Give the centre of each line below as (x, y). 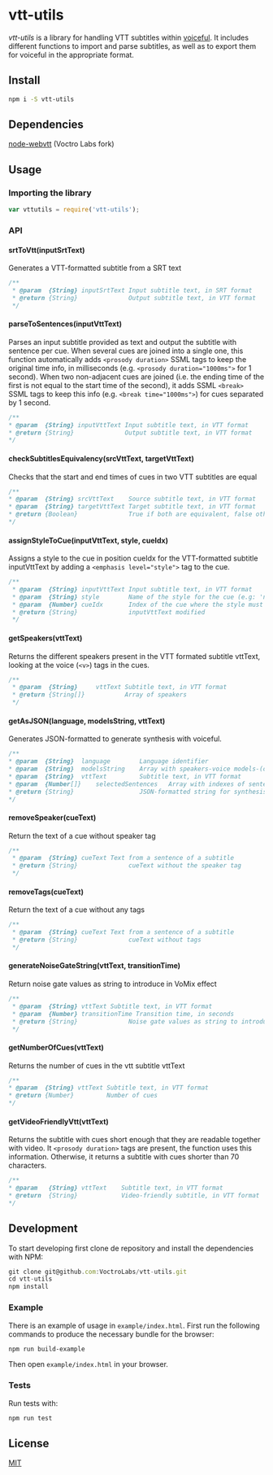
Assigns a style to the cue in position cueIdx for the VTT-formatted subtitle (133, 558)
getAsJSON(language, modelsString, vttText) (87, 721)
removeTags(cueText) (46, 892)
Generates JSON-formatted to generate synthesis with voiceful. (115, 739)
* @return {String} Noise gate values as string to (125, 1021)
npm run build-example (47, 1349)
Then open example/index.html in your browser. (89, 1364)
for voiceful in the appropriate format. (71, 55)
